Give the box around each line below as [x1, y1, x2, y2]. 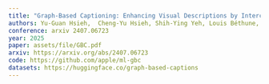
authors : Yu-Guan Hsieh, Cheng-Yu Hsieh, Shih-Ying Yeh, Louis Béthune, [8, 19, 260, 27]
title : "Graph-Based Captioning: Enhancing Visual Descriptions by [8, 11, 239, 20]
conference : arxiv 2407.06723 [8, 26, 110, 34]
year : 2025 [8, 34, 45, 42]
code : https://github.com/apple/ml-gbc [8, 57, 142, 65]
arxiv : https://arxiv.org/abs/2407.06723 [8, 49, 149, 57]
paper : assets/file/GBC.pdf [8, 42, 102, 50]
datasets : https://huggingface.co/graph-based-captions [8, 64, 199, 72]
